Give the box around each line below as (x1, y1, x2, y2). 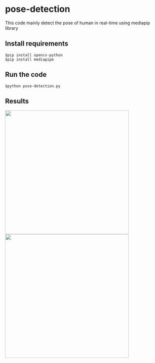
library (5, 25, 18, 31)
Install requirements (5, 40, 69, 48)
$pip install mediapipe (5, 57, 54, 62)
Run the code (5, 70, 47, 79)
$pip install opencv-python (5, 52, 63, 57)
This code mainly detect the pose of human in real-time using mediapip (5, 20, 151, 26)
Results (5, 97, 29, 105)
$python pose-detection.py (5, 83, 61, 89)
